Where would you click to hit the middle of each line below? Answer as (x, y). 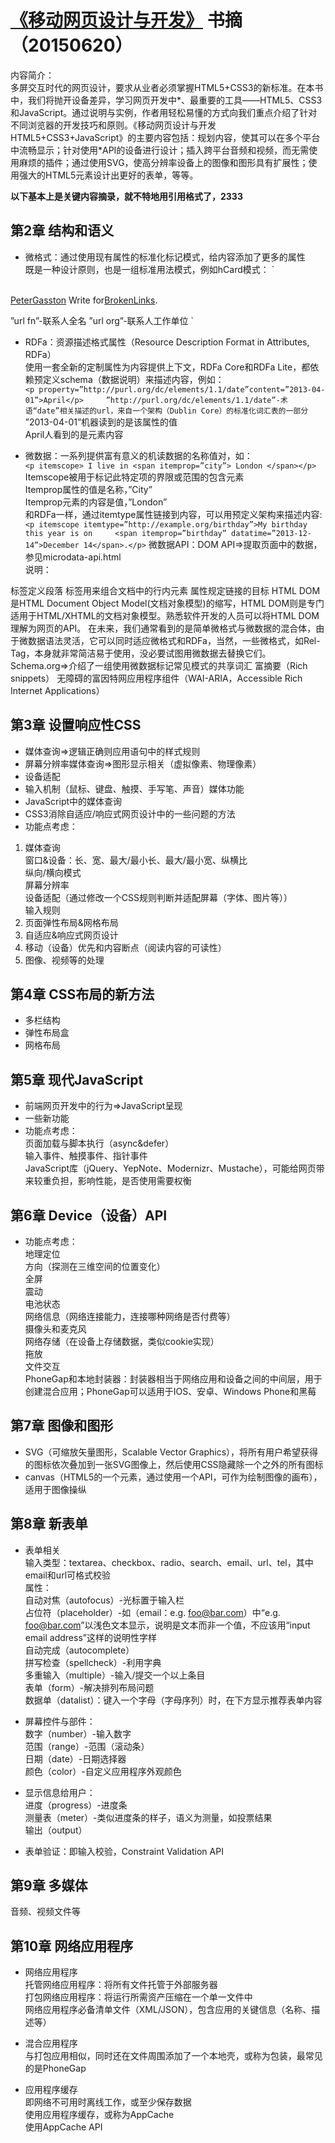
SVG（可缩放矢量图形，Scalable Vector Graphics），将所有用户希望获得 (171, 1452)
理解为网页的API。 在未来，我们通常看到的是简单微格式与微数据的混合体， (163, 628)
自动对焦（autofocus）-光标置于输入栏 (104, 1600)
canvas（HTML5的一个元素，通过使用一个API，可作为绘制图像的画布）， (173, 1477)
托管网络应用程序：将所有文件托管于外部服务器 (121, 1985)
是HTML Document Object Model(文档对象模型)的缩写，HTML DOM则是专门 (167, 603)
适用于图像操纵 (55, 1489)
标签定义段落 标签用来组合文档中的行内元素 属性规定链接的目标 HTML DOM (165, 590)
